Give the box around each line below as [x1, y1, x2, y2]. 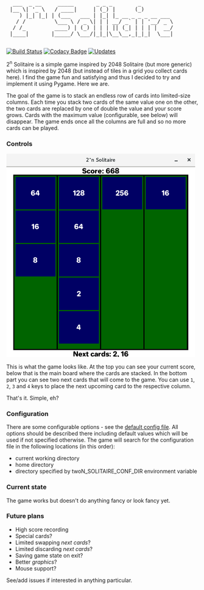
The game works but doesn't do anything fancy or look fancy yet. [6, 497, 171, 504]
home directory [15, 461, 54, 469]
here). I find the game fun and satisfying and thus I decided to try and [6, 73, 181, 81]
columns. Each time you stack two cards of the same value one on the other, [6, 98, 199, 106]
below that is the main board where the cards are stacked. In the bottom [6, 369, 188, 376]
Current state [6, 483, 47, 491]
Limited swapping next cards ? [15, 539, 91, 546]
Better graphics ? [15, 558, 57, 566]
